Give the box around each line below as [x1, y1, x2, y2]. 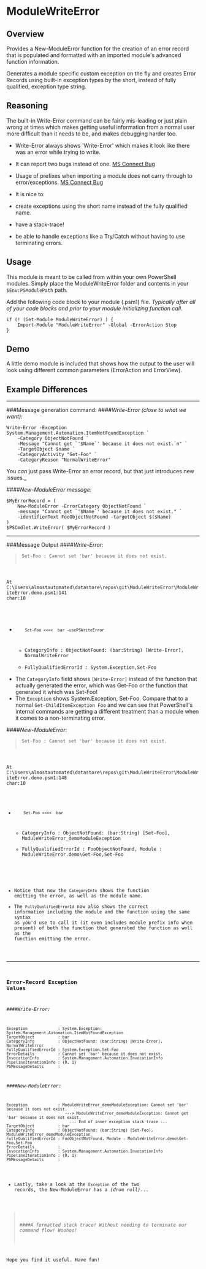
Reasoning [6, 101, 48, 111]
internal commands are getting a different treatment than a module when [15, 707, 199, 715]
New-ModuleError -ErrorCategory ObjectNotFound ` [17, 503, 147, 509]
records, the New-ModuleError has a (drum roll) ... [14, 1187, 149, 1193]
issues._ [6, 474, 27, 482]
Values [6, 985, 26, 992]
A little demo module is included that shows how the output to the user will [6, 360, 195, 367]
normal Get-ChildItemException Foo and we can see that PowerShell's [15, 701, 193, 709]
